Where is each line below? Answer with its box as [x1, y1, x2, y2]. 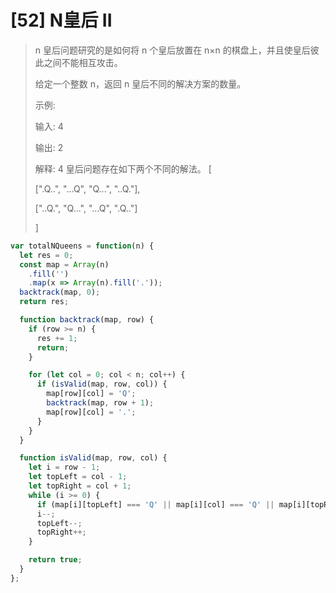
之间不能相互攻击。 [43, 56, 123, 68]
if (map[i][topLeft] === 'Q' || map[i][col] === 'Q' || [36, 499, 275, 510]
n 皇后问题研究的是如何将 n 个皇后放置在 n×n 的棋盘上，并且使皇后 [34, 44, 311, 56]
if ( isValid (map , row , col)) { [36, 379, 168, 390]
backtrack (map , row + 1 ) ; [46, 398, 155, 408]
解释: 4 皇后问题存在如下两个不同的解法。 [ [34, 162, 212, 175]
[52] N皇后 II [10, 9, 113, 32]
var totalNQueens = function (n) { [10, 241, 155, 251]
